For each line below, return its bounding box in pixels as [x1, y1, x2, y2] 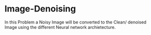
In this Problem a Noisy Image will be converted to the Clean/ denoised [4, 19, 147, 25]
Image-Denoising [4, 3, 76, 14]
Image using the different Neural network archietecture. [4, 24, 116, 30]
